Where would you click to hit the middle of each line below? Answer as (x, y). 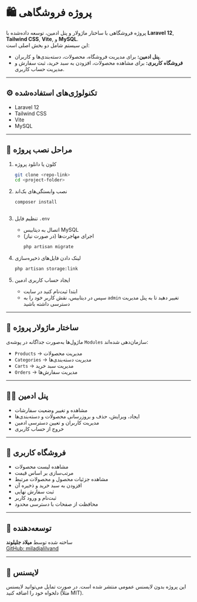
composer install (36, 202)
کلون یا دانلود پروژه (35, 164)
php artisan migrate (48, 247)
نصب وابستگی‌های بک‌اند (41, 191)
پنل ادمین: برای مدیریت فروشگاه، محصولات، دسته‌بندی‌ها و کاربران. (88, 56)
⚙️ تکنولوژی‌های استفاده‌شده (52, 93)
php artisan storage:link (46, 269)
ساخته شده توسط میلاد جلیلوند (40, 542)
